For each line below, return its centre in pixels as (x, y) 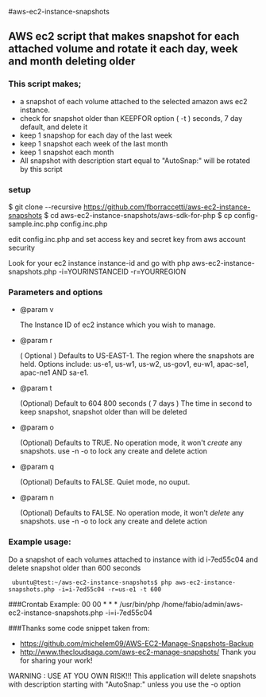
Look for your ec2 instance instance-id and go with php (99, 263)
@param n (37, 497)
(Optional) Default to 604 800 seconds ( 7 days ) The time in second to (136, 403)
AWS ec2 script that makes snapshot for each (124, 36)
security (22, 247)
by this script (41, 169)
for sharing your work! (56, 660)
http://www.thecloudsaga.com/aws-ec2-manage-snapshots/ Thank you (138, 652)
